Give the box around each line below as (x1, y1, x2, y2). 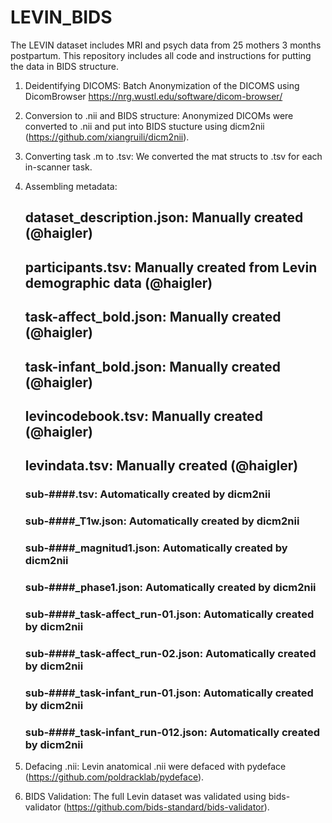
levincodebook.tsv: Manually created (24, 407, 263, 425)
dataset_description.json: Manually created (24, 209, 304, 226)
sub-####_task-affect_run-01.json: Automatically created (24, 607, 315, 621)
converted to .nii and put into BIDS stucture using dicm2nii (24, 120, 265, 132)
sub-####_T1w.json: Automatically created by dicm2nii (24, 514, 300, 528)
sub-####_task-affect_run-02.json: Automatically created (24, 646, 317, 660)
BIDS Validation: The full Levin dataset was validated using (24, 791, 267, 803)
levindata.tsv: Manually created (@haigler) (24, 457, 299, 475)
